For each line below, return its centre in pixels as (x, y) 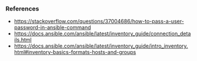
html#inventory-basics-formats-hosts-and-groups (75, 52)
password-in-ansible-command (52, 27)
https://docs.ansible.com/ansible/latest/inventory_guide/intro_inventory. (101, 46)
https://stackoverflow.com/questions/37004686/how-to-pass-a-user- (99, 21)
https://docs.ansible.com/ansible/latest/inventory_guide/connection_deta (102, 34)
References (22, 9)
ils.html (23, 40)
